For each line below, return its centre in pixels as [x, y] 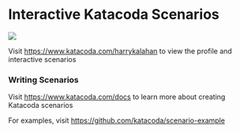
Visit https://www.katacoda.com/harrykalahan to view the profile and [120, 51]
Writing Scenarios [43, 79]
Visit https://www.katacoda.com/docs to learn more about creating [117, 97]
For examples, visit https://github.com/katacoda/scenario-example [116, 120]
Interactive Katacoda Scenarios [114, 15]
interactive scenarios [42, 59]
